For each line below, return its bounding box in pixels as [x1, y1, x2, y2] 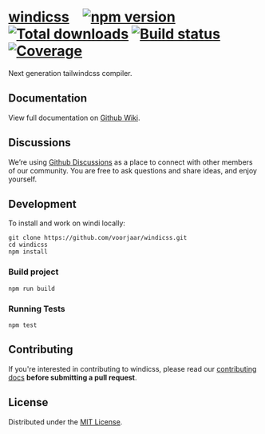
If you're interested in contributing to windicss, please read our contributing [8, 364, 257, 373]
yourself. [8, 174, 38, 184]
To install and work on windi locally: [8, 218, 126, 228]
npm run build [8, 285, 56, 293]
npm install [8, 248, 48, 256]
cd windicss [8, 241, 48, 249]
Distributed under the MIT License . [8, 416, 123, 427]
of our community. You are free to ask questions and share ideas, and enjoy [8, 165, 258, 175]
